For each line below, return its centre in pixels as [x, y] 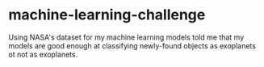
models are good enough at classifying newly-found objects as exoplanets [132, 45]
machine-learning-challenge [107, 15]
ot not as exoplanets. [43, 54]
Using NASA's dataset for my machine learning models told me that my [126, 37]
